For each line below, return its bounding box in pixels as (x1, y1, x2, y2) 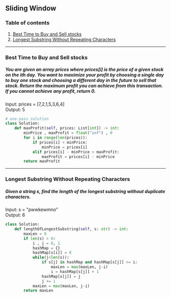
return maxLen (23, 288, 53, 293)
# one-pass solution (5, 116, 49, 121)
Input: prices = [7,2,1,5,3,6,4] (5, 101, 65, 107)
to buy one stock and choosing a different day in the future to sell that (5, 77, 157, 84)
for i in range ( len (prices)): (23, 135, 88, 141)
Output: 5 (5, 106, 25, 113)
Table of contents (5, 19, 50, 26)
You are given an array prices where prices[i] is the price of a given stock (5, 66, 164, 73)
